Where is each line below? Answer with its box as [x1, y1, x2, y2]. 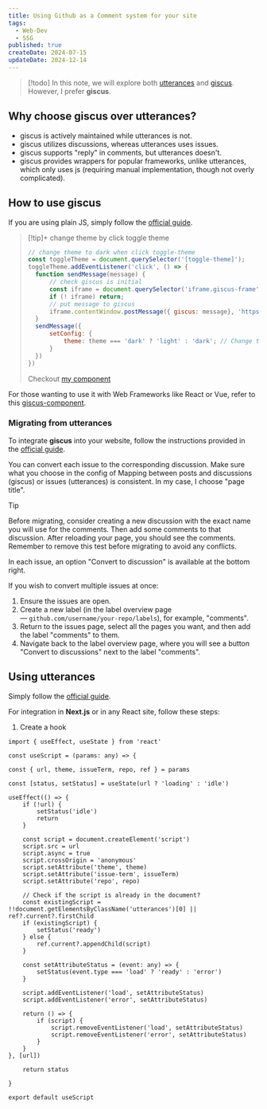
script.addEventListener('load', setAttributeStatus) [22, 989, 204, 997]
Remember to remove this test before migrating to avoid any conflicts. [8, 541, 237, 551]
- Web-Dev [15, 26, 48, 34]
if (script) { [37, 1017, 83, 1024]
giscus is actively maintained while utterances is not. [19, 131, 192, 140]
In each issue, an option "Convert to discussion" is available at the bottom [8, 556, 250, 566]
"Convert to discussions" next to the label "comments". [19, 647, 201, 656]
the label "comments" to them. [19, 630, 121, 639]
